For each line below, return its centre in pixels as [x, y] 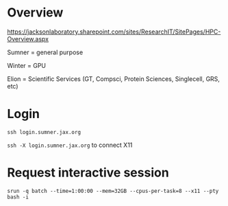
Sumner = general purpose [45, 52]
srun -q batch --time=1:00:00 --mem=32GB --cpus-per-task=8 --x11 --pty [113, 191]
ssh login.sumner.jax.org [44, 132]
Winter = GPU [27, 65]
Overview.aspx [28, 38]
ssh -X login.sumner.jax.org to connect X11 [70, 145]
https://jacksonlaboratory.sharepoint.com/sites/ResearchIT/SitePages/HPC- [114, 32]
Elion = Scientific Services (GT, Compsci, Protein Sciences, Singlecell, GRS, [114, 79]
